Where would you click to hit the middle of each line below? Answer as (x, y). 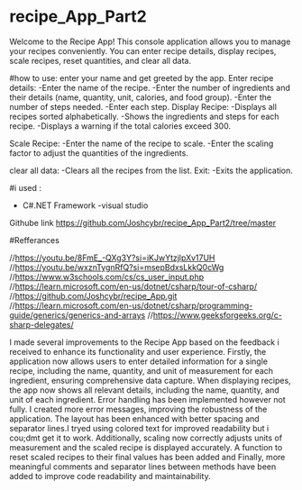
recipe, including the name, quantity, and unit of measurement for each (141, 370)
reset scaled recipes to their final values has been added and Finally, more (147, 457)
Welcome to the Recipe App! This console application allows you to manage (150, 41)
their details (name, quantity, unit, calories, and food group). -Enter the (141, 97)
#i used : (26, 187)
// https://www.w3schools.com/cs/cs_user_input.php (107, 277)
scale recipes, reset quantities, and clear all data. (101, 60)
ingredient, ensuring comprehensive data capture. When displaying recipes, (150, 380)
